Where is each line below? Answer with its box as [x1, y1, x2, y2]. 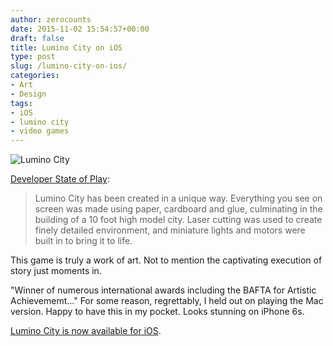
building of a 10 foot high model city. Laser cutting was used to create [34, 214, 323, 226]
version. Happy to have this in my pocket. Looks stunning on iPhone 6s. [10, 306, 305, 318]
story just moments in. [10, 265, 102, 277]
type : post [10, 52, 56, 62]
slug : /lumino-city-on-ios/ [10, 61, 128, 71]
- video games [10, 126, 70, 136]
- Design [10, 89, 47, 99]
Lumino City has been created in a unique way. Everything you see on [34, 192, 323, 205]
